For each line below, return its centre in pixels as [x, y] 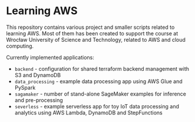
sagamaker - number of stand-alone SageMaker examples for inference [100, 94]
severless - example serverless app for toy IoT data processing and [97, 106]
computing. [20, 46]
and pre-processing [39, 100]
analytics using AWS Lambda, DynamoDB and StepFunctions [89, 113]
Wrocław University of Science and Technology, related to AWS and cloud [96, 39]
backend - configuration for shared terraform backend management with [102, 68]
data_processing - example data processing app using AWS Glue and [98, 81]
